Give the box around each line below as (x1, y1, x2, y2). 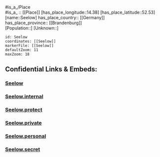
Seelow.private (5, 120, 42, 126)
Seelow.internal (5, 93, 43, 100)
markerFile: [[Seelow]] (5, 43, 54, 48)
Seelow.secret (5, 146, 40, 153)
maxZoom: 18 (5, 52, 30, 57)
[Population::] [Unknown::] (5, 25, 59, 31)
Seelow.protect (5, 106, 43, 113)
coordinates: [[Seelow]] (5, 39, 56, 44)
